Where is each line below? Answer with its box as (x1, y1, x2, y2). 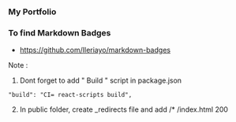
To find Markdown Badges (8, 27, 111, 38)
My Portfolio (8, 6, 57, 17)
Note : (8, 61, 28, 70)
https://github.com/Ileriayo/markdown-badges (19, 46, 171, 55)
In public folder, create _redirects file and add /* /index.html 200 (19, 105, 229, 114)
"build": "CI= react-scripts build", (8, 91, 133, 99)
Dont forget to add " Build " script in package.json (19, 76, 182, 85)
